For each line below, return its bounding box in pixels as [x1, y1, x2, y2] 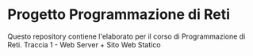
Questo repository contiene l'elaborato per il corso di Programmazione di [7, 32, 246, 41]
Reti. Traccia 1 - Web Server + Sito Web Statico [7, 39, 161, 49]
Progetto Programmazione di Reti [7, 6, 231, 24]
